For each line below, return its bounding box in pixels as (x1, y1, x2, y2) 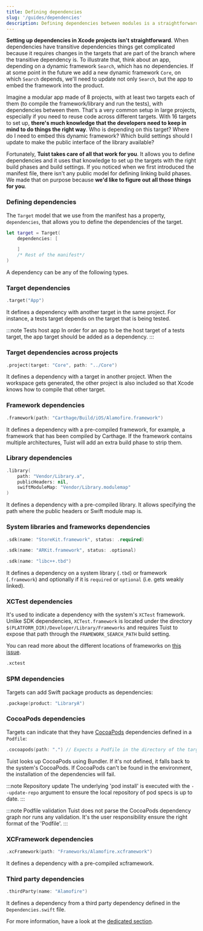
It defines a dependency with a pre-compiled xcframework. (6, 859, 154, 867)
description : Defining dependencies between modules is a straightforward (6, 20, 199, 26)
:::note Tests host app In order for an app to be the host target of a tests (6, 327, 185, 334)
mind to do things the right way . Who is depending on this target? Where (6, 126, 189, 133)
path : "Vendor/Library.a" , (17, 473, 85, 479)
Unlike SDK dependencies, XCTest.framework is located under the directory (6, 617, 192, 625)
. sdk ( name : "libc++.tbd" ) (6, 559, 71, 565)
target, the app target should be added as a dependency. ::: (6, 333, 154, 340)
